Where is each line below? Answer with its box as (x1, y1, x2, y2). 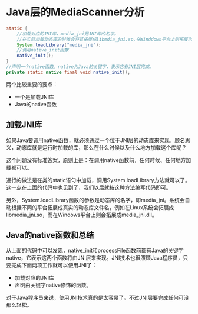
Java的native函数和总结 (6, 230, 94, 240)
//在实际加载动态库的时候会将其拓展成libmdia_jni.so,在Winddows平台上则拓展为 (16, 36, 193, 42)
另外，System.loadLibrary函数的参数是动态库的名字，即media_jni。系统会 (6, 196, 185, 203)
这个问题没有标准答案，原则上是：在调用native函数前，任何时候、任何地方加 (6, 156, 192, 163)
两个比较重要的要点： (6, 80, 58, 88)
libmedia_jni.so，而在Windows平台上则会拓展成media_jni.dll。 (6, 211, 157, 218)
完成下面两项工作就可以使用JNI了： (11, 261, 97, 269)
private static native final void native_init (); (6, 69, 131, 75)
